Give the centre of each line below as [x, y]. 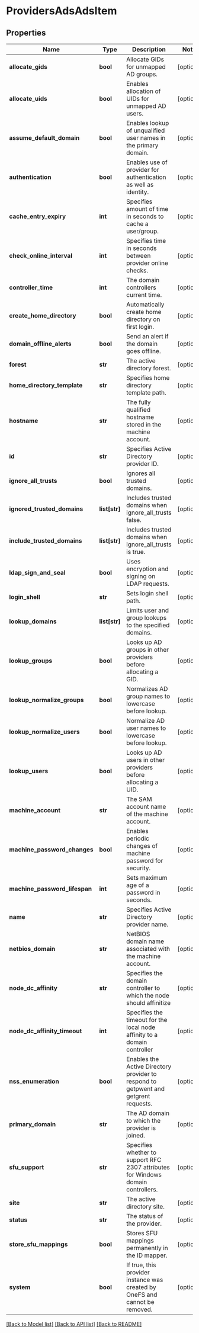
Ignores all [141, 473]
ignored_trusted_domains [46, 509]
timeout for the [147, 1020]
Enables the [143, 1059]
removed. [139, 1309]
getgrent [138, 1096]
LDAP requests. [148, 584]
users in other [145, 760]
